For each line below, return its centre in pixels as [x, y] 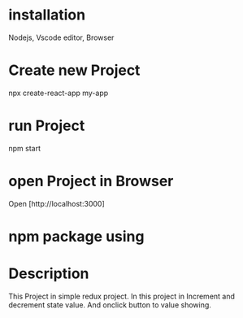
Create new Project [74, 70]
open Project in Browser [91, 181]
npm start [25, 148]
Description [49, 274]
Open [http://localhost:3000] [56, 203]
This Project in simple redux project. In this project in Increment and [122, 296]
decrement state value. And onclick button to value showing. [110, 305]
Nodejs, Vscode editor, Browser [61, 37]
